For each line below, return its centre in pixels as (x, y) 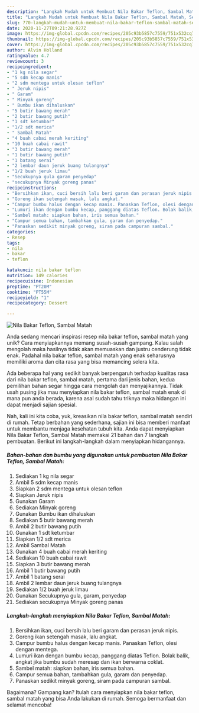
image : (15, 34)
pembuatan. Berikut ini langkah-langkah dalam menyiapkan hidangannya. (96, 441)
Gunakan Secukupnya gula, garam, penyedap (71, 596)
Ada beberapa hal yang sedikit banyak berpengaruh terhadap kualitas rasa (97, 373)
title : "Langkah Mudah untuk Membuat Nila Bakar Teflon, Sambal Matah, (97, 17)
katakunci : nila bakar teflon (44, 270)
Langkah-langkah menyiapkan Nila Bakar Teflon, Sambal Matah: (89, 615)
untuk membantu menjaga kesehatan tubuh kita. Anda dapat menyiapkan (96, 429)
